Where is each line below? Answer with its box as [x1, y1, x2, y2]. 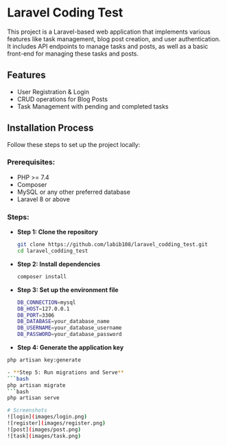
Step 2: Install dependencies [16, 260, 101, 268]
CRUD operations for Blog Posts [16, 95, 108, 103]
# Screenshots [7, 407, 48, 414]
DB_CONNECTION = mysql [16, 299, 76, 306]
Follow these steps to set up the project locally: [7, 140, 141, 148]
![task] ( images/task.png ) [7, 432, 81, 439]
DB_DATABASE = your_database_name [16, 318, 110, 325]
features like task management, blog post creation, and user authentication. [7, 34, 221, 43]
